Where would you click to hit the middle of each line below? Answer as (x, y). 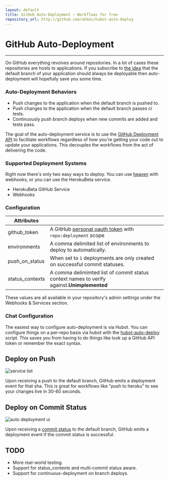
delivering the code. (26, 150)
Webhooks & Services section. (37, 303)
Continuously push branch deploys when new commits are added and (85, 119)
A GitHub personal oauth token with (92, 229)
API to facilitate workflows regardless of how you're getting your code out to (84, 140)
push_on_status (26, 261)
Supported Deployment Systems (46, 163)
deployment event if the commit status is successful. (60, 435)
